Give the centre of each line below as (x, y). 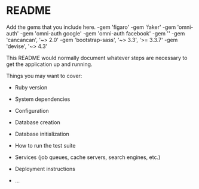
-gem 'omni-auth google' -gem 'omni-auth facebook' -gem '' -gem (102, 33)
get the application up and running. (49, 64)
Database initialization (42, 134)
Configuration (32, 110)
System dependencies (42, 99)
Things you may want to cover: (44, 76)
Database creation (38, 122)
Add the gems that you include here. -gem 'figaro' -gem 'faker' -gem (91, 27)
